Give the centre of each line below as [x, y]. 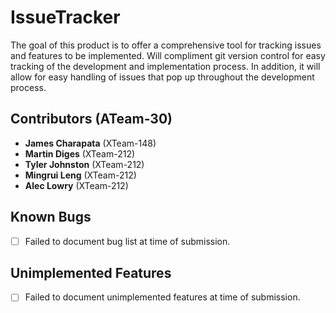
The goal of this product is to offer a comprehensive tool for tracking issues [166, 45]
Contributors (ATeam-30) [91, 119]
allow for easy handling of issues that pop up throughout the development [162, 77]
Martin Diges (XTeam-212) [80, 153]
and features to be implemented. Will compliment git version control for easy [168, 55]
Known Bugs [51, 217]
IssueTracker [65, 17]
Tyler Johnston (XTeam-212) [84, 164]
